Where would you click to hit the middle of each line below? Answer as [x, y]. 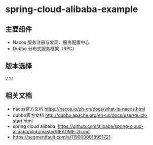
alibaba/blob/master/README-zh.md [51, 131]
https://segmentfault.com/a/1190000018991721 [62, 137]
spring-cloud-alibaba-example [72, 9]
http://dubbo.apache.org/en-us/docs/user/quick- [97, 115]
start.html [23, 121]
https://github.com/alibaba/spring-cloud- [101, 126]
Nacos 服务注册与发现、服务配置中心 [51, 42]
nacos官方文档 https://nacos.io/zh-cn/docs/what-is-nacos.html [79, 109]
